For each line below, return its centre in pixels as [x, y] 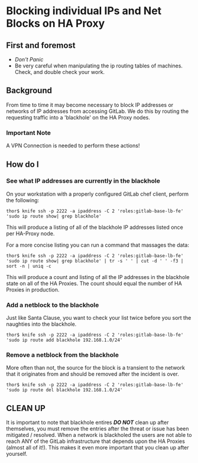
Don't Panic [29, 59]
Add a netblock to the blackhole [53, 305]
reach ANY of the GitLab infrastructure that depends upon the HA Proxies [95, 441]
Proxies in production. [33, 289]
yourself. [17, 454]
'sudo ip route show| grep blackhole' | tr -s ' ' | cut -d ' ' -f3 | [95, 261]
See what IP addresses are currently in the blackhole [83, 181]
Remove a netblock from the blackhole [63, 355]
